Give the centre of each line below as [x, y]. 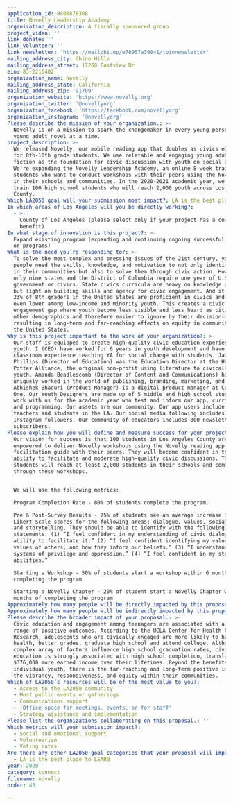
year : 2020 [23, 766]
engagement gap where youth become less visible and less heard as [113, 310]
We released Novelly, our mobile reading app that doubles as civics [116, 149]
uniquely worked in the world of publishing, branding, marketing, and [119, 381]
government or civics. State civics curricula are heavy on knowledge [118, 284]
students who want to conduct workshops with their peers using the [114, 175]
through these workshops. [51, 472]
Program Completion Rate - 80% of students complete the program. [111, 503]
